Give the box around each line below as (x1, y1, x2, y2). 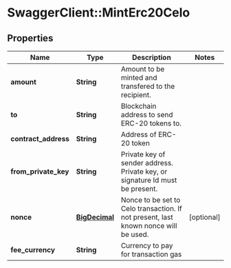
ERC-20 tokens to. (120, 118, 182, 128)
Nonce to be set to (120, 195, 181, 205)
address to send (120, 110, 173, 119)
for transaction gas (120, 249, 182, 259)
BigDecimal (76, 212, 115, 222)
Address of (120, 130, 157, 139)
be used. (120, 229, 149, 239)
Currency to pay (120, 241, 173, 250)
